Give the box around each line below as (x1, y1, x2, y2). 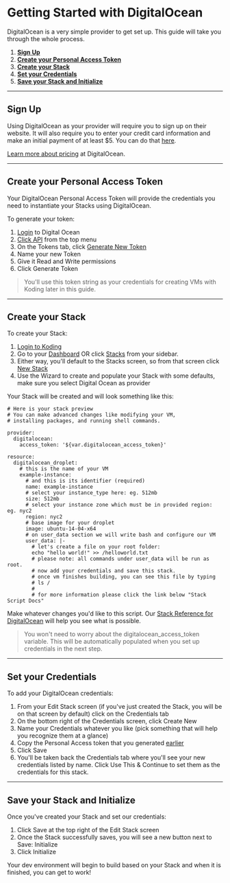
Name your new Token (16, 250, 81, 258)
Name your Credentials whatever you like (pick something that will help (16, 725, 218, 733)
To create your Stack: (7, 329, 68, 337)
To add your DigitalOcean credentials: (7, 689, 114, 697)
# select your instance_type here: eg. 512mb (25, 489, 157, 496)
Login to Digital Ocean (16, 228, 80, 236)
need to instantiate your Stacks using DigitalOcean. (7, 201, 152, 210)
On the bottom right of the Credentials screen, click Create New (16, 717, 197, 725)
